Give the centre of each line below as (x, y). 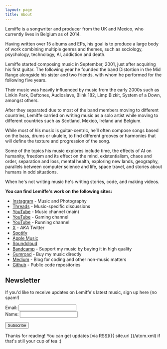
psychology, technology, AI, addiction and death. (55, 54)
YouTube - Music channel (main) (46, 211)
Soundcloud (25, 243)
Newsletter (23, 280)
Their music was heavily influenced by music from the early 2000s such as (82, 89)
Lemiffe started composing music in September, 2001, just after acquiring (81, 64)
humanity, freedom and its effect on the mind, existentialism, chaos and (79, 156)
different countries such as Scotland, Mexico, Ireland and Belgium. (74, 120)
